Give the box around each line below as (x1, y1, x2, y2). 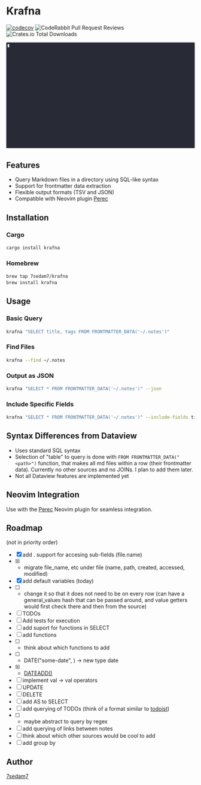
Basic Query (6, 314, 43, 323)
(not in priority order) (6, 539, 58, 546)
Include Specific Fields (6, 400, 74, 408)
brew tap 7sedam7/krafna (6, 273, 68, 279)
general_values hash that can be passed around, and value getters (23, 597, 188, 604)
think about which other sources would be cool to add (22, 732, 156, 739)
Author (6, 757, 33, 767)
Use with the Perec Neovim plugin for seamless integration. (6, 506, 153, 513)
